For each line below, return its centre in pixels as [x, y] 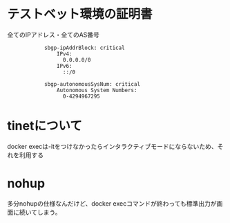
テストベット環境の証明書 [80, 14]
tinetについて [45, 126]
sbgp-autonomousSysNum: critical [92, 84]
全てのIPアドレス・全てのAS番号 [54, 35]
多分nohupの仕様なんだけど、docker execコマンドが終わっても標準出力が [112, 203]
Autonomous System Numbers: [97, 90]
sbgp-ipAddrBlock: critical [85, 48]
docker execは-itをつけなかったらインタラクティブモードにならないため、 [112, 146]
